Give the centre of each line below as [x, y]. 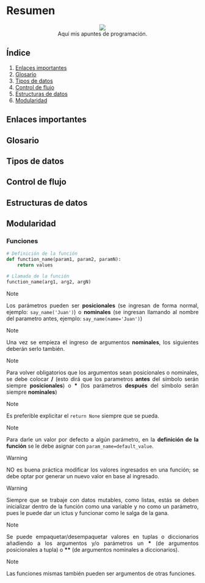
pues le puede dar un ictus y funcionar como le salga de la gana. [88, 513]
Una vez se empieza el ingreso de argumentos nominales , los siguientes [103, 342]
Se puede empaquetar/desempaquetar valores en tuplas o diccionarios [103, 536]
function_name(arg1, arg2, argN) [49, 282]
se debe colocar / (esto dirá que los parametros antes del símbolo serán [103, 379]
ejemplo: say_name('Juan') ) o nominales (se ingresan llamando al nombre [103, 312]
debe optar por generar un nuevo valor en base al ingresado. [83, 476]
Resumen [31, 11]
